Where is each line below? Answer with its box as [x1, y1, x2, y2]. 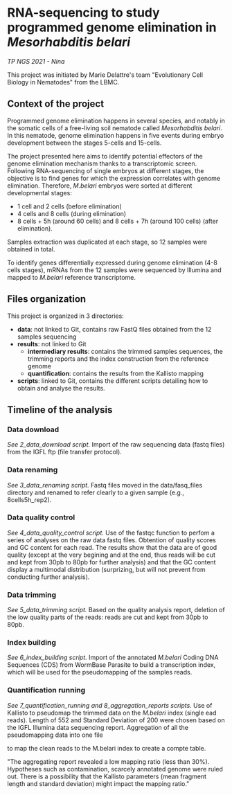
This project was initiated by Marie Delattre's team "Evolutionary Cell [7, 71, 203, 79]
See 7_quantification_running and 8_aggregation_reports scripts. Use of [7, 701, 213, 709]
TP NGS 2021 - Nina [7, 57, 65, 65]
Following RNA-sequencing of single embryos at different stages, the [7, 166, 204, 175]
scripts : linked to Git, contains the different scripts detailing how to [17, 376, 208, 385]
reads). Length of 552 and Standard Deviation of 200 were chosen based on [7, 715, 225, 724]
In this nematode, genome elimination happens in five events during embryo [7, 131, 224, 139]
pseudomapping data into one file [7, 731, 104, 739]
